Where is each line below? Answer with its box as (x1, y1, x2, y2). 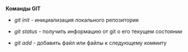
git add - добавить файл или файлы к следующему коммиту (14, 40, 167, 46)
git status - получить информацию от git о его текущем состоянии (14, 28, 183, 35)
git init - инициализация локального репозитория (14, 17, 139, 23)
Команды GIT (5, 5, 41, 12)
